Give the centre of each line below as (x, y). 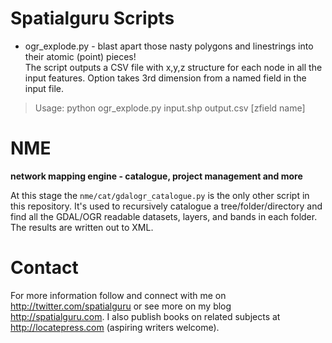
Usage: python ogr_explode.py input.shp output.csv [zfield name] (170, 108)
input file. (44, 88)
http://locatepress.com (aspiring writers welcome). (115, 327)
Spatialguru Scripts (92, 18)
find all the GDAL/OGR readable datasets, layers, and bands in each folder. (164, 216)
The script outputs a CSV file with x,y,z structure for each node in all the (173, 67)
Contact (44, 268)
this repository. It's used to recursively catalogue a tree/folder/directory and (166, 206)
